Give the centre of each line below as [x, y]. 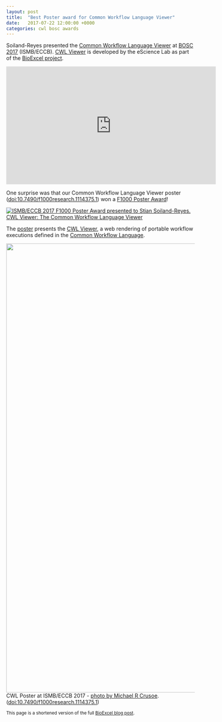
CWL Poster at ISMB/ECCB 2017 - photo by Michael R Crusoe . [83, 696]
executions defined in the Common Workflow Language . [76, 235]
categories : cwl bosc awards [42, 28]
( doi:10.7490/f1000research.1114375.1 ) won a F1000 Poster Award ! [87, 199]
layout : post [22, 12]
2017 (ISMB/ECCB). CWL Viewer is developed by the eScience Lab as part [98, 52]
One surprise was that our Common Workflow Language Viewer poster [94, 193]
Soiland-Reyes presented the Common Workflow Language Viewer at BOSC [100, 45]
